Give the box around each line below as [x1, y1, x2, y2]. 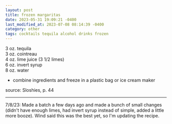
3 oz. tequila [5, 46, 32, 51]
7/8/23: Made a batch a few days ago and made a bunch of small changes [5, 102, 162, 108]
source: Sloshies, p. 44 [5, 87, 54, 93]
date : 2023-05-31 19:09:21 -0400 [5, 17, 77, 22]
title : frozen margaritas [5, 12, 60, 17]
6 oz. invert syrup [5, 62, 42, 68]
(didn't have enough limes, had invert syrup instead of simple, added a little [5, 107, 164, 113]
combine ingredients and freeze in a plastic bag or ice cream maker [12, 77, 156, 83]
